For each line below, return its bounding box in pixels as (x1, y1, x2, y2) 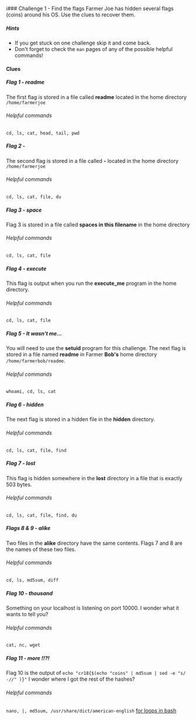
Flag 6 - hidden (6, 401, 44, 408)
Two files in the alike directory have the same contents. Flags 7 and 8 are (6, 539, 183, 546)
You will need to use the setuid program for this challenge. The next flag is (6, 345, 186, 352)
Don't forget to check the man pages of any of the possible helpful (14, 45, 173, 52)
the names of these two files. (6, 545, 76, 553)
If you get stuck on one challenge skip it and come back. (14, 39, 151, 46)
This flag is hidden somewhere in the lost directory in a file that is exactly (6, 474, 183, 481)
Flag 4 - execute (6, 265, 47, 272)
